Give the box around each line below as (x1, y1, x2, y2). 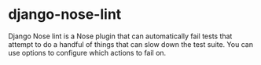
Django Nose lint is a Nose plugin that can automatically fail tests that (8, 31, 233, 41)
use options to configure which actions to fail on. (8, 48, 167, 57)
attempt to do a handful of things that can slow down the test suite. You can (8, 39, 254, 49)
